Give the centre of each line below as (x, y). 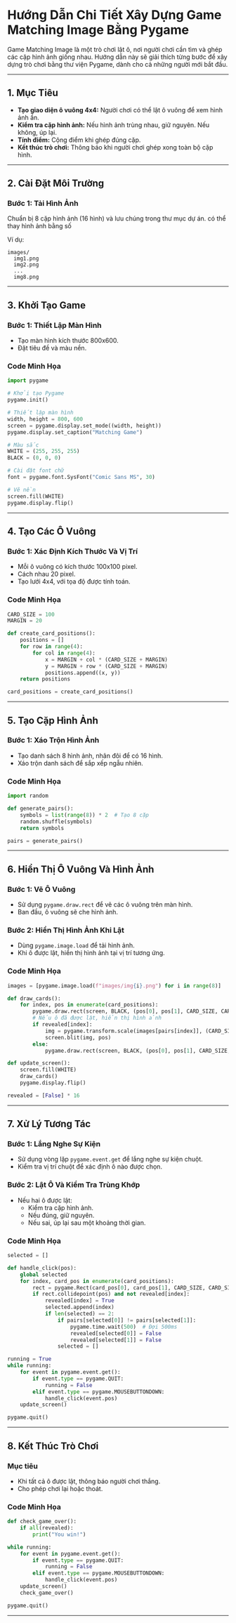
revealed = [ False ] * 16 (44, 1096)
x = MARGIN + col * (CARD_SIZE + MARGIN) (106, 659)
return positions (45, 679)
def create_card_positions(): (52, 633)
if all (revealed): (47, 1528)
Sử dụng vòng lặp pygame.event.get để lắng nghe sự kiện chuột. (110, 1159)
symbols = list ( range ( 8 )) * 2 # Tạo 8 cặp (85, 815)
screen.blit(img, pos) (78, 1037)
